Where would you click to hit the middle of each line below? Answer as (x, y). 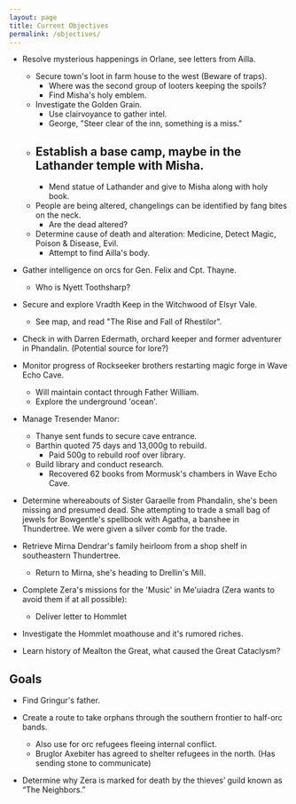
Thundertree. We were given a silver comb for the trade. (125, 529)
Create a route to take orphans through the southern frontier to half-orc (152, 717)
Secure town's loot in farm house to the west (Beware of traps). (151, 76)
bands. (35, 727)
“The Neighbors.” (54, 790)
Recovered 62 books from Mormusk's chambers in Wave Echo (163, 474)
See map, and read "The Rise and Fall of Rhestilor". (129, 322)
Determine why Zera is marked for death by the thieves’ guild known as (152, 780)
